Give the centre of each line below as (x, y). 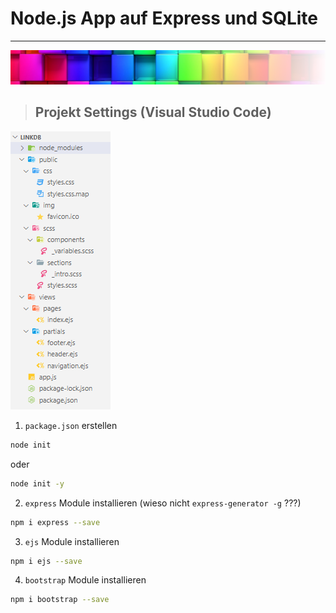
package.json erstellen (71, 425)
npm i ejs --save (46, 561)
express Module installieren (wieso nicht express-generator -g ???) (163, 503)
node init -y (37, 483)
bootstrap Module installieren (85, 580)
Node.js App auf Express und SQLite (164, 18)
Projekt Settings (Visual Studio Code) (153, 112)
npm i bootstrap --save (60, 600)
